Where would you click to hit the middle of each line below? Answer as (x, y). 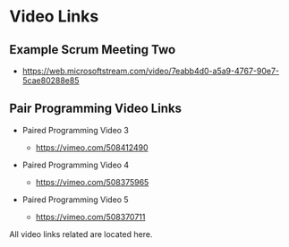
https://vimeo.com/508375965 (92, 182)
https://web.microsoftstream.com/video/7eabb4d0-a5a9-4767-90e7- (151, 71)
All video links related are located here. (81, 234)
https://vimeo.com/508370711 (90, 217)
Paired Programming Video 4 (76, 165)
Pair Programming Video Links (95, 109)
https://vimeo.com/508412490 (92, 147)
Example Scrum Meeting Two (93, 50)
